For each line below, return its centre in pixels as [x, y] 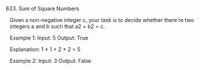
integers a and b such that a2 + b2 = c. [57, 26]
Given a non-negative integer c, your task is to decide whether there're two [102, 20]
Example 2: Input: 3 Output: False [51, 61]
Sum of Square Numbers [49, 9]
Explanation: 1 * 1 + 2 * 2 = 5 [45, 49]
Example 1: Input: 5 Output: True [49, 38]
